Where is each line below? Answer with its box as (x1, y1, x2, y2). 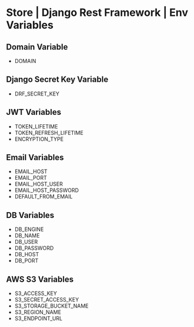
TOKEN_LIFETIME (14, 123, 58, 130)
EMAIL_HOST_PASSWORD (14, 187, 79, 194)
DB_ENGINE (14, 226, 44, 233)
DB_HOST (14, 251, 39, 258)
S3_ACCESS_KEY (14, 290, 58, 297)
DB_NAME (14, 232, 40, 239)
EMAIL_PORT (14, 174, 47, 181)
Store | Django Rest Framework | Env (6, 6, 188, 19)
